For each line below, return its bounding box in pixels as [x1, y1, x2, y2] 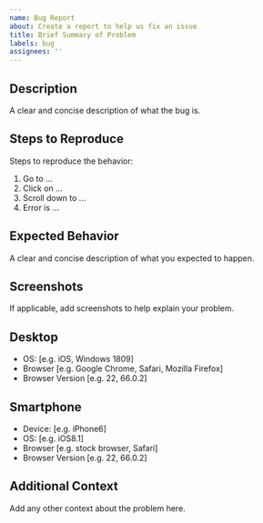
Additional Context [9, 478, 118, 494]
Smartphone [9, 399, 82, 415]
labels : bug [9, 38, 55, 48]
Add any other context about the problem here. [9, 502, 187, 514]
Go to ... [22, 173, 53, 184]
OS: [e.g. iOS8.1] [22, 433, 85, 444]
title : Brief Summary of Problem [9, 30, 137, 39]
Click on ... [22, 183, 64, 194]
